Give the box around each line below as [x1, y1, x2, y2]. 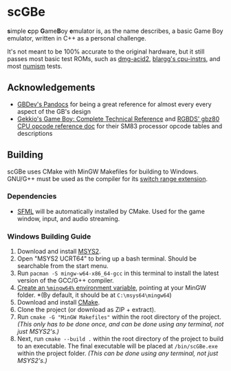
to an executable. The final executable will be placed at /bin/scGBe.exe [16, 342, 218, 350]
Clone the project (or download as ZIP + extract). [16, 306, 156, 314]
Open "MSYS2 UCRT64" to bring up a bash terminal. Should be [16, 254, 197, 263]
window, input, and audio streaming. [16, 214, 120, 223]
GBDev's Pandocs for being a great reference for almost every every [16, 100, 212, 108]
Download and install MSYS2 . [16, 248, 101, 256]
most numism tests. [7, 62, 63, 70]
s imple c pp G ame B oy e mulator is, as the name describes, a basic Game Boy [7, 27, 223, 35]
